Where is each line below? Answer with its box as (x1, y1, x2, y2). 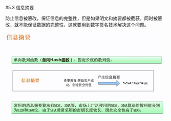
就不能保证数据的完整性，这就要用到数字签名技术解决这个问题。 (14, 22, 149, 28)
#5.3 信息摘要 (5, 5, 34, 10)
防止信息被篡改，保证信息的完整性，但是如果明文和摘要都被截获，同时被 (5, 15, 158, 21)
